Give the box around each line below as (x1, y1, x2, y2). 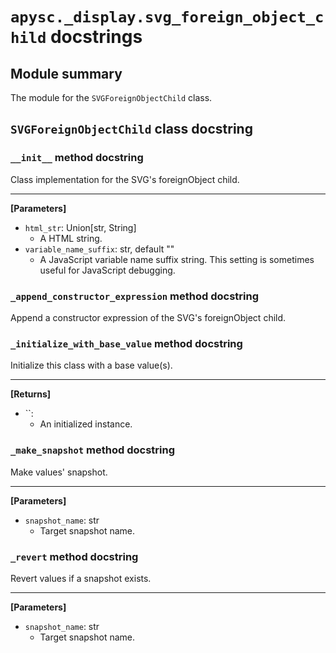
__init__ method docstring (10, 151, 144, 165)
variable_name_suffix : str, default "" (24, 243, 175, 255)
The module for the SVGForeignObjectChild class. (10, 92, 213, 103)
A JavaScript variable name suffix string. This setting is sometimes (39, 253, 315, 265)
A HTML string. (39, 232, 103, 244)
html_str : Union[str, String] (24, 221, 137, 233)
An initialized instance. (39, 418, 133, 430)
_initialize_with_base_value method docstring (10, 336, 243, 350)
